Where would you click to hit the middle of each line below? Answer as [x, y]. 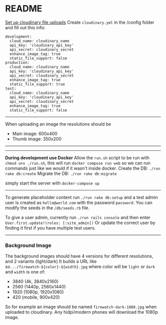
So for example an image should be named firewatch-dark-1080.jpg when [81, 307]
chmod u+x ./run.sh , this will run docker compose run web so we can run [78, 163]
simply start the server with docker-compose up [52, 183]
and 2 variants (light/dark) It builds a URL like [51, 261]
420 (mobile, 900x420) [36, 297]
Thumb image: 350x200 [37, 139]
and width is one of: [25, 272]
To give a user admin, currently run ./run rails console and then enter [78, 217]
